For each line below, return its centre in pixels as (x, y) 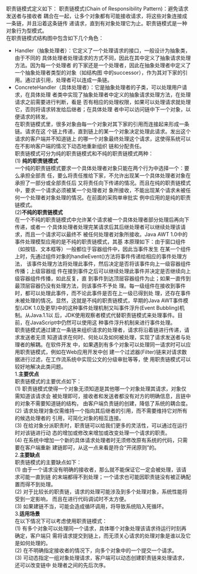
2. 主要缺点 (27, 455)
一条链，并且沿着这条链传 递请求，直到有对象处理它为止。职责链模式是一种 (97, 23)
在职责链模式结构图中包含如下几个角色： (55, 38)
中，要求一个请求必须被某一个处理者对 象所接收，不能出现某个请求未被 (100, 190)
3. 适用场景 (27, 514)
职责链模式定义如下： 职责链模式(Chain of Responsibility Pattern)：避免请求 (97, 9)
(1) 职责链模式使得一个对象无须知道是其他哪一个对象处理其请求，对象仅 (100, 389)
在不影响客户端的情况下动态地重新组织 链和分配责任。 (79, 146)
